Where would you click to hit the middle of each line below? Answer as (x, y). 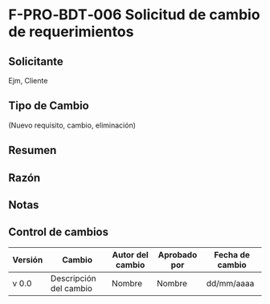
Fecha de (232, 254)
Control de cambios (58, 232)
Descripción (74, 278)
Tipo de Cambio (49, 106)
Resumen (33, 150)
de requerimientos (71, 32)
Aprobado (178, 254)
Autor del (130, 254)
